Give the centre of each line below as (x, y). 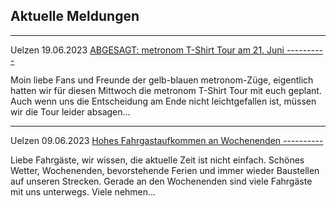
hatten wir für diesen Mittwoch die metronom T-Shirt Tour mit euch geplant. (166, 90)
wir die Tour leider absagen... (70, 111)
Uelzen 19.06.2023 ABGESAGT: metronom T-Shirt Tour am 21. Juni (147, 50)
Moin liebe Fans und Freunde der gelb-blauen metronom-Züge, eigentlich (162, 80)
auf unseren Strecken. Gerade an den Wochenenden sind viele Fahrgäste (161, 181)
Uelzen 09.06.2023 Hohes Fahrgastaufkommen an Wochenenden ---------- (167, 140)
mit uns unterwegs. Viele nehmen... (83, 191)
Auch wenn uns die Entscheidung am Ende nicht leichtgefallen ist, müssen (163, 101)
